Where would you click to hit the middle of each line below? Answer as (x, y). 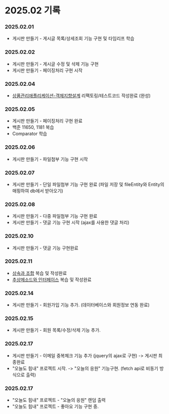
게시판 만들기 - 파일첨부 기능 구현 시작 (50, 159)
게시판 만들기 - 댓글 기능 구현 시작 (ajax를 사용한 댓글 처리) (71, 222)
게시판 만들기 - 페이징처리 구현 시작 (47, 70)
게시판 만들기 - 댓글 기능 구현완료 (45, 248)
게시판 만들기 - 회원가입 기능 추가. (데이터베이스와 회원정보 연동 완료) (81, 305)
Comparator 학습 (30, 134)
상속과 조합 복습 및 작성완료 (40, 273)
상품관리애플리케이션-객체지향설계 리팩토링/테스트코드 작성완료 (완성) (81, 96)
